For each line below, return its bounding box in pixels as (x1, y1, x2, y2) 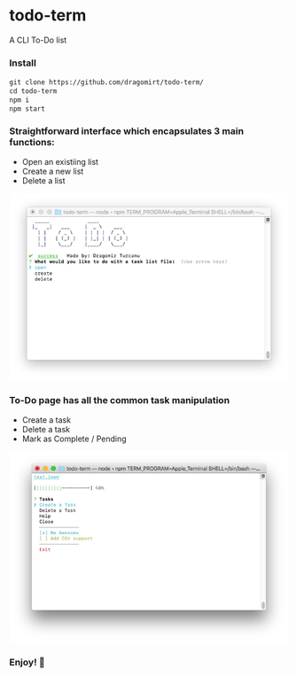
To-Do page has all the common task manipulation (9, 394, 230, 407)
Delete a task (21, 424, 71, 434)
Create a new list (21, 166, 84, 176)
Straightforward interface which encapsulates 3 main (9, 125, 245, 137)
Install (9, 57, 37, 69)
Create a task (21, 414, 72, 425)
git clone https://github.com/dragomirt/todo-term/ (9, 78, 204, 87)
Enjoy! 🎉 (9, 657, 46, 669)
